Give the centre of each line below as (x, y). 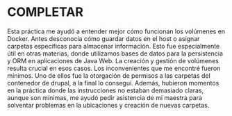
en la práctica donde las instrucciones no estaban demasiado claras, (106, 90)
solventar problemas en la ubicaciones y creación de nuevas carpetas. (108, 105)
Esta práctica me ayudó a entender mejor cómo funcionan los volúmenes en (116, 31)
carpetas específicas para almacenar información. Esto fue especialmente (114, 46)
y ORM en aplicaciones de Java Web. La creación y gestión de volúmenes (113, 60)
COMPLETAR (45, 12)
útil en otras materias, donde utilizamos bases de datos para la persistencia (115, 53)
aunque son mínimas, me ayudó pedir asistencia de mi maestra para (105, 97)
